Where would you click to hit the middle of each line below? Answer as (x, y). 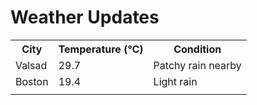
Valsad (31, 65)
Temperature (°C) (101, 49)
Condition (197, 49)
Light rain (175, 81)
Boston (32, 81)
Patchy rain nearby (197, 65)
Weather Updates (85, 17)
